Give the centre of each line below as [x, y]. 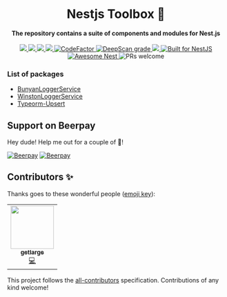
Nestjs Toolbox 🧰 [116, 14]
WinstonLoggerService [50, 97]
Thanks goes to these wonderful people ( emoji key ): [81, 193]
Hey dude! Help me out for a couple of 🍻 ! [66, 142]
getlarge [32, 252]
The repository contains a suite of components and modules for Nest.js [116, 33]
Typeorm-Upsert [41, 104]
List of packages [36, 74]
